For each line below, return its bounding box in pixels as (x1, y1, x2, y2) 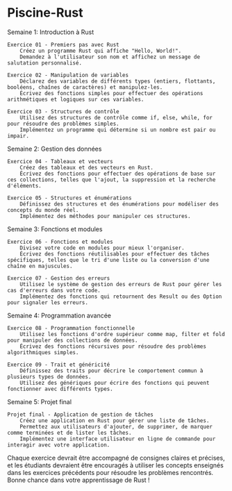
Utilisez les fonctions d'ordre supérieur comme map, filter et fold (19, 331, 226, 338)
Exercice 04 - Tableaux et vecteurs (7, 158, 113, 165)
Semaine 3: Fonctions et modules (7, 224, 103, 233)
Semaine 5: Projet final (7, 397, 72, 406)
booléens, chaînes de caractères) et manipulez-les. (7, 83, 163, 91)
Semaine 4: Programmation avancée (7, 311, 112, 319)
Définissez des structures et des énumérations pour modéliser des (19, 200, 219, 208)
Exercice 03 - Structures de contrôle (7, 108, 119, 115)
